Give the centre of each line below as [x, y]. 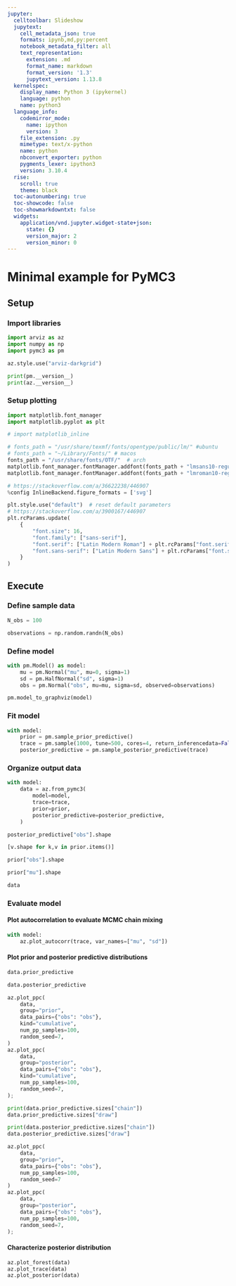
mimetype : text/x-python [56, 145]
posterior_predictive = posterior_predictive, [99, 815]
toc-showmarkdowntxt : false [55, 210]
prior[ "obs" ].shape [36, 860]
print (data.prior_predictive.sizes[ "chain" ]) [75, 1108]
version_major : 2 [51, 236]
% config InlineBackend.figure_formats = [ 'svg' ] [80, 493]
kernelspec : [31, 86]
